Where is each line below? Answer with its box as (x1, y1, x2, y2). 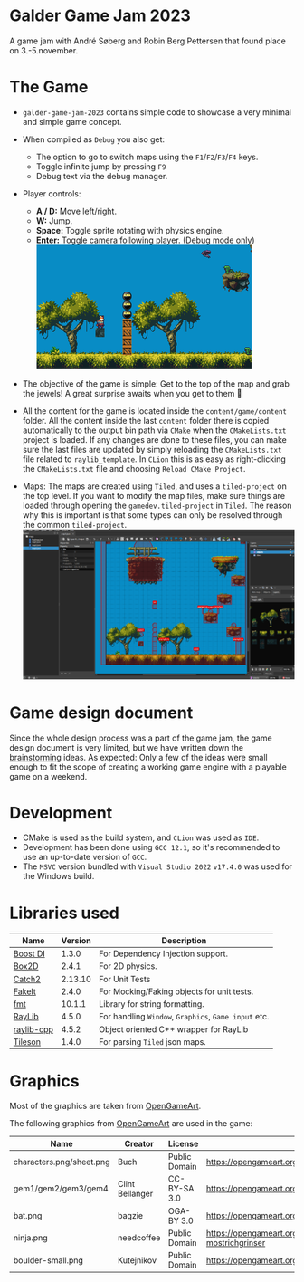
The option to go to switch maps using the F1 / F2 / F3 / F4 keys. (35, 151, 259, 162)
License (167, 1138, 199, 1149)
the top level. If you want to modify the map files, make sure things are (22, 490, 286, 501)
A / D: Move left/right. (35, 206, 118, 216)
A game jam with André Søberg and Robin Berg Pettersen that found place (9, 35, 287, 46)
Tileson (13, 1036, 42, 1047)
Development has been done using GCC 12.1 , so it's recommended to (22, 842, 280, 853)
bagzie (117, 1210, 143, 1221)
